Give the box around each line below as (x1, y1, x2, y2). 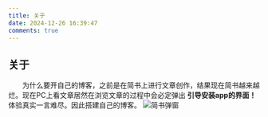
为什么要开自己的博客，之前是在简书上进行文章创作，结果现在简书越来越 (22, 80, 260, 90)
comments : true (8, 26, 59, 34)
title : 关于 (8, 11, 45, 20)
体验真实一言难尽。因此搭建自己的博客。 (8, 100, 141, 110)
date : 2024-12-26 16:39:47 (8, 19, 98, 27)
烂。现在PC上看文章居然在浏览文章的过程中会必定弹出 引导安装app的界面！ (8, 91, 257, 100)
